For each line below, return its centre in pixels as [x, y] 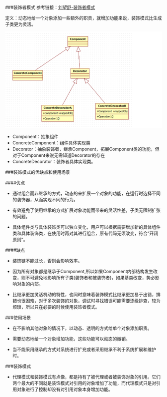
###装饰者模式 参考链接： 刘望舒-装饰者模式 [50, 7]
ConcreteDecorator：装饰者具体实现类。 [54, 162]
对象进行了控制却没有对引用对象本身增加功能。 [65, 390]
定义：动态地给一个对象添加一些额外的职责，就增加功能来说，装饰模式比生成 [83, 18]
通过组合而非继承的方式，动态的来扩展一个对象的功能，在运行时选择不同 [86, 193]
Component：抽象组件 [35, 137]
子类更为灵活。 [20, 24]
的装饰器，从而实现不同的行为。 [45, 200]
